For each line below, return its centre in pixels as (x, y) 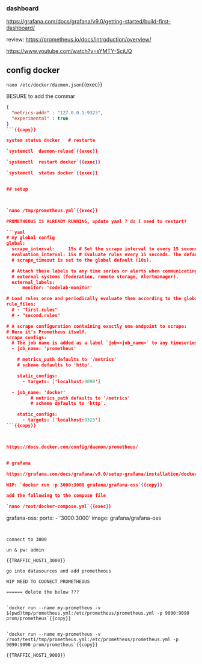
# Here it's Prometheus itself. (47, 332)
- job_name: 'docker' (39, 392)
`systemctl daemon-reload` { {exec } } (52, 152)
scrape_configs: (26, 337)
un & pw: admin (25, 550)
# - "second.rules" (36, 315)
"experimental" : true (40, 118)
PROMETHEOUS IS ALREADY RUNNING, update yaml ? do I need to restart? (96, 221)
